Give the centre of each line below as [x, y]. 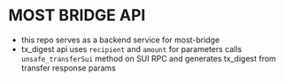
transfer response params [68, 68]
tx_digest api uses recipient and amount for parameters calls [131, 48]
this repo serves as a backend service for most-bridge [120, 40]
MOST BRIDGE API [77, 15]
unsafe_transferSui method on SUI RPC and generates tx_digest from [148, 58]
